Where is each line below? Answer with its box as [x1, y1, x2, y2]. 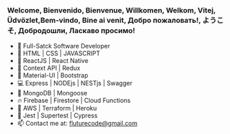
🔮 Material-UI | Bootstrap [17, 71, 88, 79]
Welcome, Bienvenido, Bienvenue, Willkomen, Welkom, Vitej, [7, 6, 216, 15]
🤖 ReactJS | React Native [17, 57, 88, 65]
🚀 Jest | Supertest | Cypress [17, 111, 98, 119]
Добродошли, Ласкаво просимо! [18, 26, 136, 35]
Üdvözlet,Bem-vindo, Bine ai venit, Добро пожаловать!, [7, 15, 202, 25]
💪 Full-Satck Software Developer [17, 42, 111, 50]
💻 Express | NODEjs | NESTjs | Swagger [17, 79, 133, 88]
